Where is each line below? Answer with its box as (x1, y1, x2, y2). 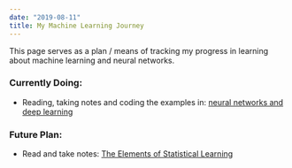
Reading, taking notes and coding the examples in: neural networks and (21, 96, 284, 107)
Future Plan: (9, 128, 63, 141)
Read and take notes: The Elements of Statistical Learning (21, 149, 234, 159)
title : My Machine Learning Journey (9, 21, 144, 30)
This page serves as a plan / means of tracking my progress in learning (9, 45, 269, 56)
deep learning (21, 106, 73, 117)
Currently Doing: (9, 77, 82, 89)
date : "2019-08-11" (9, 12, 81, 22)
